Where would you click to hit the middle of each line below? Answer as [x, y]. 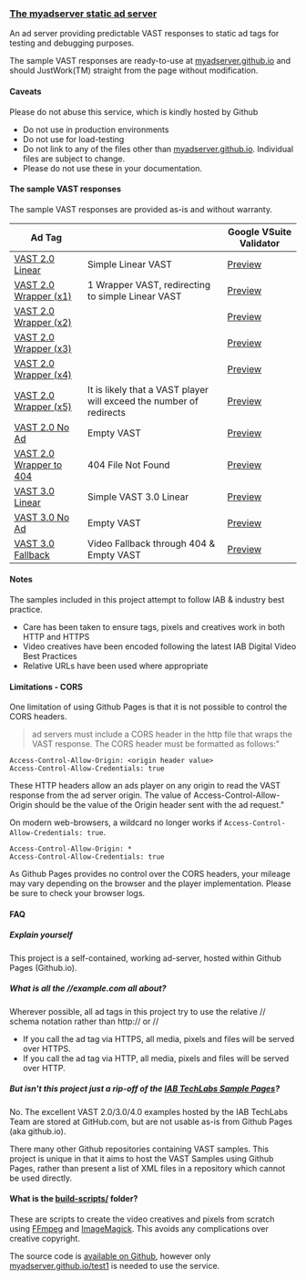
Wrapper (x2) [43, 322]
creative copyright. [45, 1238]
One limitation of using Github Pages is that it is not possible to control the [148, 707]
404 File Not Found [129, 465]
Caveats [25, 91]
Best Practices [50, 655]
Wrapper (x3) [43, 348]
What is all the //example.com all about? [88, 988]
